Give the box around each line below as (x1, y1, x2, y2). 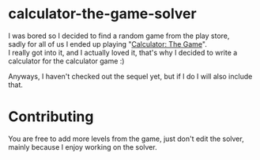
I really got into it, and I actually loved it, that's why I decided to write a (8, 48, 238, 57)
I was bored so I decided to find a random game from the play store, (8, 31, 230, 40)
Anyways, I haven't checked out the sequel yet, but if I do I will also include (8, 71, 253, 81)
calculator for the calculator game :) (8, 56, 125, 66)
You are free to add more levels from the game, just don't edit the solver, (8, 134, 244, 143)
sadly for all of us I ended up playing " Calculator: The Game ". (8, 39, 207, 48)
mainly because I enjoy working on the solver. (8, 142, 157, 151)
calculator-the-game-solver (8, 5, 197, 23)
